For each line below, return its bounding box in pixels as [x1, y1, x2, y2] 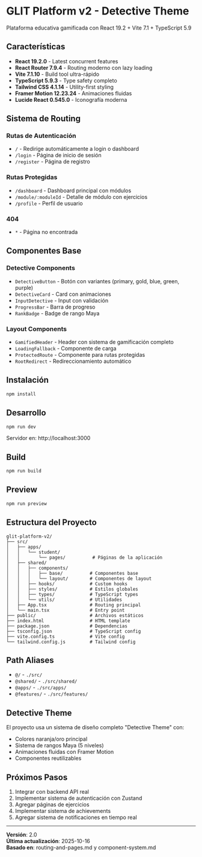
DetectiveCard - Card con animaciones [14, 290, 111, 298]
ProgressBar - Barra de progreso [14, 303, 96, 310]
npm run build [6, 468, 42, 474]
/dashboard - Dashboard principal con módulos [14, 187, 132, 194]
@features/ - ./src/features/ [14, 690, 88, 697]
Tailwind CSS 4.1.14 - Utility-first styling [14, 83, 114, 90]
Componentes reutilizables [14, 755, 82, 762]
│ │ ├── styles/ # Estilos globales [6, 586, 138, 592]
